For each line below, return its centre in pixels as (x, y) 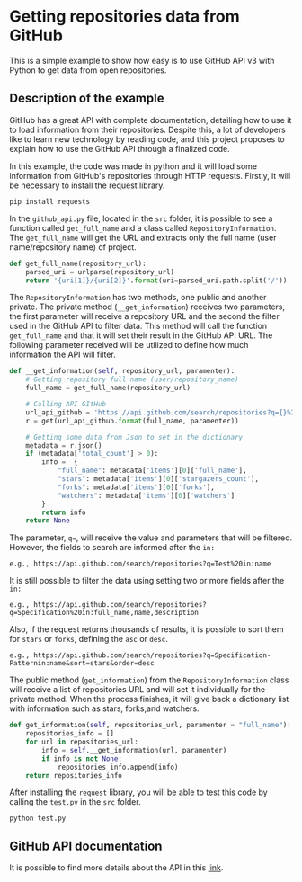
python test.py (38, 819)
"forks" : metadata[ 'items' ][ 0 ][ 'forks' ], (136, 487)
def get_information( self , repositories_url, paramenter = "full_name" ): (151, 726)
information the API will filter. (63, 355)
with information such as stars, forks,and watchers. (104, 708)
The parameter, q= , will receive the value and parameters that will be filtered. (151, 538)
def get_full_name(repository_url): (78, 263)
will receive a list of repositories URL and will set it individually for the (138, 690)
